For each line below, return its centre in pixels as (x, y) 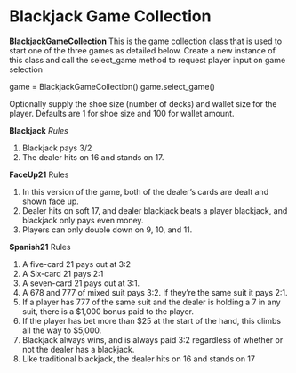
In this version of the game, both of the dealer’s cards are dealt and (145, 191)
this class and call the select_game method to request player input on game (148, 60)
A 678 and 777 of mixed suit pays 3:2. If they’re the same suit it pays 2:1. (155, 292)
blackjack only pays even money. (83, 220)
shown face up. (51, 201)
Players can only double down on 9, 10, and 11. (107, 230)
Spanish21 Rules (40, 247)
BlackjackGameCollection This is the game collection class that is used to (146, 41)
